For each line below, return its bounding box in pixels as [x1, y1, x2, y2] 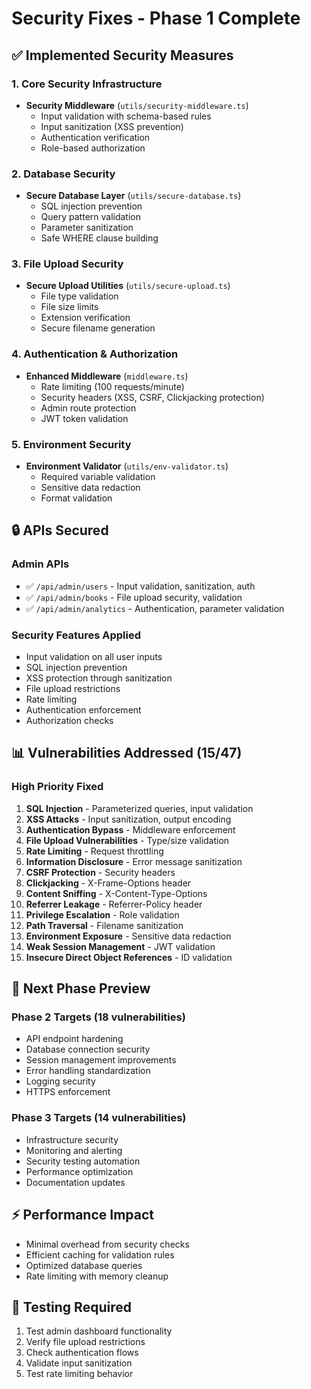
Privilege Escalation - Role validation [25, 908, 180, 921]
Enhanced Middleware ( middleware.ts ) [25, 370, 189, 382]
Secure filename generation [40, 322, 156, 334]
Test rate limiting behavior [25, 1368, 134, 1380]
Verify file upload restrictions [25, 1336, 146, 1348]
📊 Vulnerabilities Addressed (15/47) [11, 745, 243, 762]
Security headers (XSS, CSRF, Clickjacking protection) [40, 391, 265, 403]
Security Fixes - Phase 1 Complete [11, 7, 301, 30]
